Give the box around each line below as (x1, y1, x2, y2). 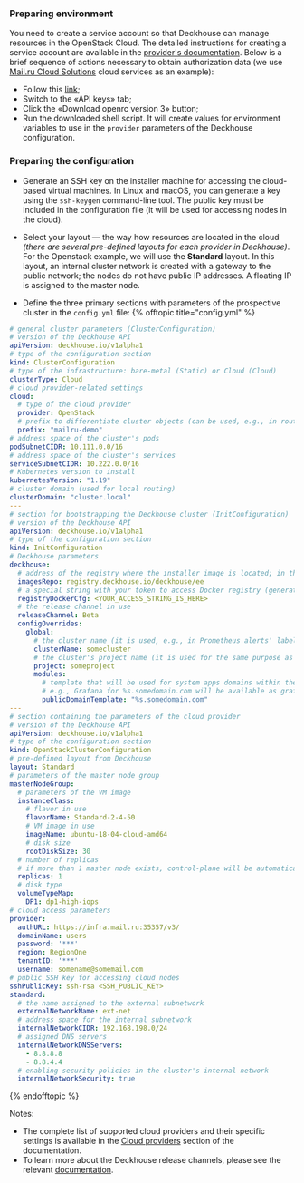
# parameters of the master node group (9, 771, 160, 780)
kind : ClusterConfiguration (9, 358, 116, 367)
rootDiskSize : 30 (25, 847, 91, 856)
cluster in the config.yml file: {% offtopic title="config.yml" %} (22, 306, 256, 317)
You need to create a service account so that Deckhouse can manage (9, 28, 270, 39)
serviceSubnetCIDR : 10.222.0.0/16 (9, 459, 140, 469)
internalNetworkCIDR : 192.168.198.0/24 (17, 1023, 168, 1033)
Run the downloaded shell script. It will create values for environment (22, 112, 281, 124)
